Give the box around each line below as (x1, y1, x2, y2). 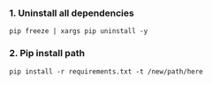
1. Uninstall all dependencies (9, 7, 134, 19)
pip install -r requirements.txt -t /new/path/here (9, 67, 203, 76)
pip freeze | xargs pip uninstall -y (9, 27, 148, 36)
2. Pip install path (9, 47, 86, 60)
